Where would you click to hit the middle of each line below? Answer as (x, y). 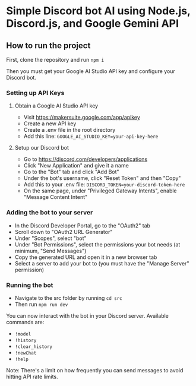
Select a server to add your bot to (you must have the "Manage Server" (102, 263)
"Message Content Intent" (56, 197)
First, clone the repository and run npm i (55, 60)
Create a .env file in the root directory (69, 130)
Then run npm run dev (41, 304)
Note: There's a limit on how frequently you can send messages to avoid (95, 370)
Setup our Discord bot (42, 148)
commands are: (25, 322)
